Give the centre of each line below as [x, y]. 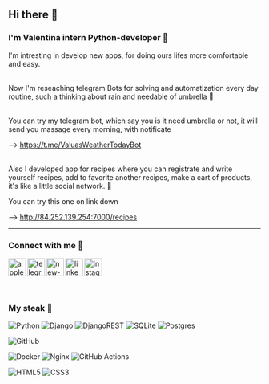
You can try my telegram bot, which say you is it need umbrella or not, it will [133, 121]
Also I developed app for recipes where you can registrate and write [120, 169]
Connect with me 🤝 [46, 245]
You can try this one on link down [63, 201]
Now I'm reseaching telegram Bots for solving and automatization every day [133, 88]
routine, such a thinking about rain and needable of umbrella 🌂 [111, 96]
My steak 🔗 [30, 308]
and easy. [24, 63]
